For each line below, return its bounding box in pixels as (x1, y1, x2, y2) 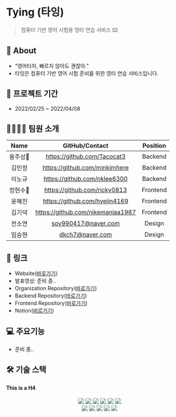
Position (142, 142, 167, 150)
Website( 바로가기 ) (14, 270, 58, 277)
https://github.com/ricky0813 (44, 186, 127, 194)
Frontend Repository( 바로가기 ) (14, 300, 88, 307)
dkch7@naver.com (59, 230, 113, 239)
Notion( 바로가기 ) (14, 307, 55, 314)
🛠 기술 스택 (6, 365, 46, 375)
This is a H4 (6, 384, 36, 391)
